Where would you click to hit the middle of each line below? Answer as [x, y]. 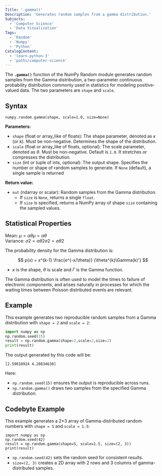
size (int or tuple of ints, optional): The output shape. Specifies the [80, 163]
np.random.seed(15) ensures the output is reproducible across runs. [81, 383]
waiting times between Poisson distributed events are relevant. [69, 290]
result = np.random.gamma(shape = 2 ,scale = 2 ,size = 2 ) [58, 341]
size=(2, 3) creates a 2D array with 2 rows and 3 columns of [75, 463]
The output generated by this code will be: [48, 355]
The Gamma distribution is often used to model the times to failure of [75, 279]
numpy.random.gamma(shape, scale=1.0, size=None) [57, 118]
